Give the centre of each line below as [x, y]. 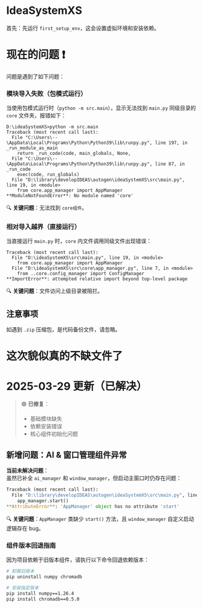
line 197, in [171, 143]
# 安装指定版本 [23, 587]
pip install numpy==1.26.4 [40, 593]
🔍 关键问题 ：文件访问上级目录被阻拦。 [55, 291]
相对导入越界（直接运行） [43, 227]
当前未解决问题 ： [27, 471]
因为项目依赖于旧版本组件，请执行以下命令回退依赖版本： [78, 560]
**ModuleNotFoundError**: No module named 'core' [70, 196]
